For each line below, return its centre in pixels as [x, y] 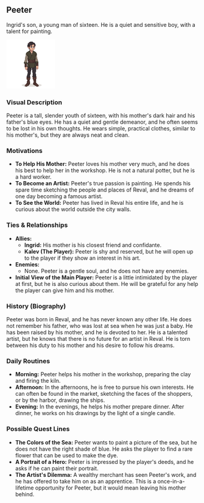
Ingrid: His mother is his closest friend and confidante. [93, 245]
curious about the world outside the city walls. [73, 209]
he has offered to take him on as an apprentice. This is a [86, 481]
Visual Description [34, 102]
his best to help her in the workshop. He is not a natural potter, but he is [105, 171]
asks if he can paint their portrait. [57, 468]
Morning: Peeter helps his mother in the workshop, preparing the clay [103, 374]
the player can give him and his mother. [65, 290]
